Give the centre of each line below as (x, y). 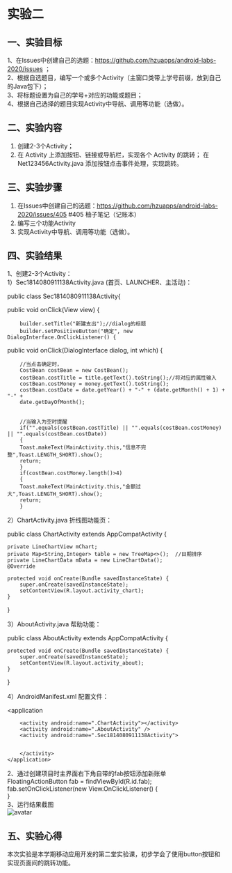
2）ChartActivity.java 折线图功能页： (60, 520)
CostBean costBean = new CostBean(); (74, 371)
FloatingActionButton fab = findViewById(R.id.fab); (80, 782)
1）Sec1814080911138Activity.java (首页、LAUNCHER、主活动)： (100, 282)
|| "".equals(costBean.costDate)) (57, 434)
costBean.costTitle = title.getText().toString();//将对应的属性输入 (118, 378)
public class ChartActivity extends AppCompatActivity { (87, 534)
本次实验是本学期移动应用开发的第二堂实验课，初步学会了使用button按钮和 (114, 854)
